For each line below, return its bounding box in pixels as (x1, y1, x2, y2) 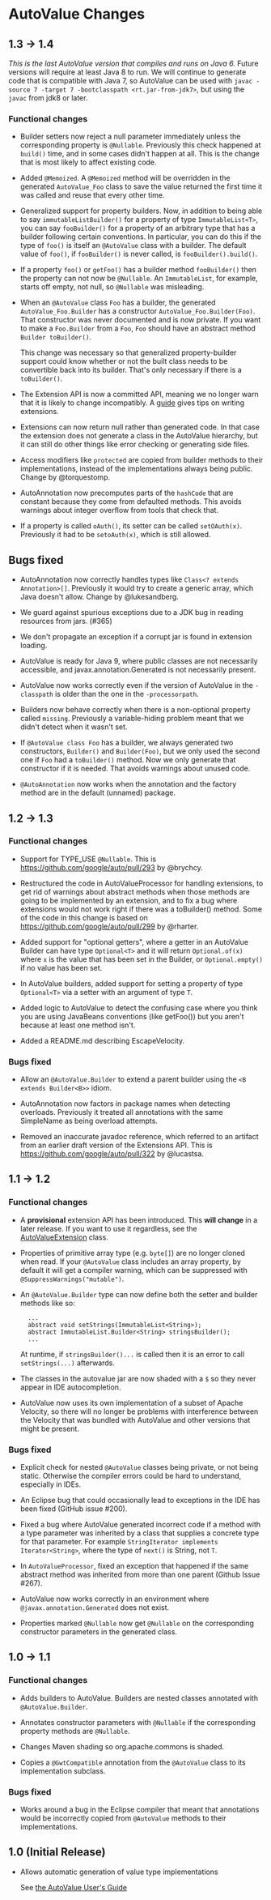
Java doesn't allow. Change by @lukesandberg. (19, 592, 180, 602)
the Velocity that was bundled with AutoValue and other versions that (19, 1415, 251, 1424)
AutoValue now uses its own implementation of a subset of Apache (19, 1398, 243, 1407)
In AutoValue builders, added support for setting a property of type (19, 978, 243, 988)
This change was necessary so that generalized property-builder (19, 348, 237, 357)
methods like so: (19, 1298, 75, 1308)
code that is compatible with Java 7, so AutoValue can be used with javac (8, 76, 253, 85)
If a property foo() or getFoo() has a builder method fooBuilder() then (19, 265, 257, 275)
